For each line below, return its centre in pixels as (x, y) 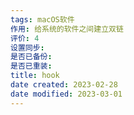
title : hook (35, 76)
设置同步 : (27, 47)
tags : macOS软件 (42, 19)
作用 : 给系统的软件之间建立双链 (67, 29)
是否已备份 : (31, 57)
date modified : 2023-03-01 (66, 94)
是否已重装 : (31, 66)
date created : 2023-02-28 (64, 85)
